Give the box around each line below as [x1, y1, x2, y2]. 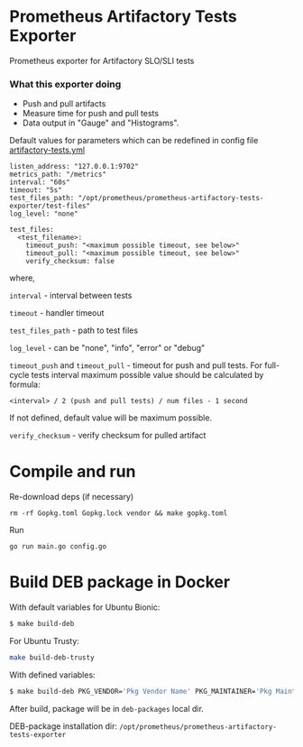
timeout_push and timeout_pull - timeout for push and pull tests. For [9, 360, 263, 371]
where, [9, 272, 36, 283]
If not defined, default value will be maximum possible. [9, 412, 213, 423]
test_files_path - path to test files [9, 325, 138, 336]
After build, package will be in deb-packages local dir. [9, 703, 205, 714]
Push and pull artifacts [22, 98, 106, 109]
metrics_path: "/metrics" [9, 170, 106, 180]
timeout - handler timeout [9, 308, 105, 318]
